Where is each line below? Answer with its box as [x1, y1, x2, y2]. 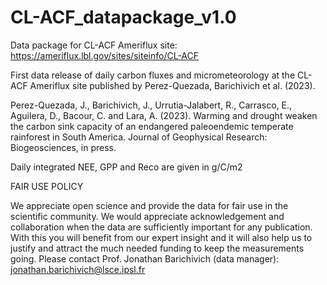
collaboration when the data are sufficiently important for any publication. [10, 221, 313, 233]
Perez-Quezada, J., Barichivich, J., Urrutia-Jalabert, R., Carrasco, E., [10, 99, 293, 111]
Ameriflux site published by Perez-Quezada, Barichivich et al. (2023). [29, 79, 316, 91]
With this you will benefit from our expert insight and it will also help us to [10, 231, 313, 243]
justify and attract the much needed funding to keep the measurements [10, 242, 305, 254]
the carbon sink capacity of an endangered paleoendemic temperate [10, 120, 294, 132]
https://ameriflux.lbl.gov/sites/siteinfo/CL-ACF [10, 49, 200, 61]
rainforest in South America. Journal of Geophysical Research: [10, 131, 268, 143]
